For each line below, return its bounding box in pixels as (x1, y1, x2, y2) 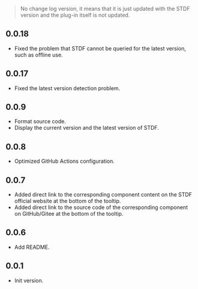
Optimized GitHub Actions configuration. (14, 157, 115, 165)
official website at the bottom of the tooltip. (14, 198, 121, 205)
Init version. (14, 276, 44, 284)
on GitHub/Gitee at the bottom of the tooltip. (14, 210, 124, 218)
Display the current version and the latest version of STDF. (14, 124, 160, 132)
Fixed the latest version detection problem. (14, 84, 121, 92)
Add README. (14, 243, 50, 251)
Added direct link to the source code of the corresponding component (14, 204, 188, 211)
